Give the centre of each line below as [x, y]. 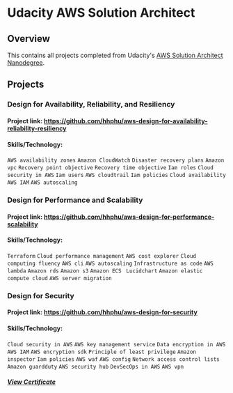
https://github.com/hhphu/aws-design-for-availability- [126, 121]
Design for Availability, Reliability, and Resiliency [91, 105]
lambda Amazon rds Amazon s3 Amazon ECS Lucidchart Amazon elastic [105, 271]
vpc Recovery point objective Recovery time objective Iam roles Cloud [110, 168]
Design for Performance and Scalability [75, 200]
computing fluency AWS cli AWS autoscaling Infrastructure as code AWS [110, 263]
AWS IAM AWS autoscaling [42, 183]
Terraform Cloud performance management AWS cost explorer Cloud [102, 256]
